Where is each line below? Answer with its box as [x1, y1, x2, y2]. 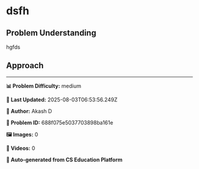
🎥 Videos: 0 [6, 144, 36, 152]
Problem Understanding [6, 28, 97, 38]
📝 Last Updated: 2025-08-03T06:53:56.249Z [6, 96, 118, 103]
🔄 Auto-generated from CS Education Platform [6, 156, 123, 163]
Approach [6, 60, 44, 71]
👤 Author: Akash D [6, 107, 52, 114]
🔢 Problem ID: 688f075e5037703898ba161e [6, 119, 114, 126]
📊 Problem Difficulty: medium [6, 82, 82, 90]
